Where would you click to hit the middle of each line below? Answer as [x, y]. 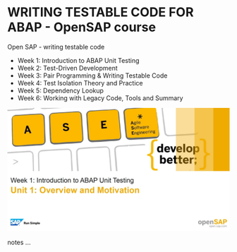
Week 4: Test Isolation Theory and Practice [80, 83]
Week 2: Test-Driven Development [67, 68]
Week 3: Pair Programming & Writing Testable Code [92, 76]
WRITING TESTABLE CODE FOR [101, 12]
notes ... [19, 242]
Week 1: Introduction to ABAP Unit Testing [78, 60]
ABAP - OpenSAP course [82, 27]
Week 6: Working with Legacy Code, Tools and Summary [100, 98]
